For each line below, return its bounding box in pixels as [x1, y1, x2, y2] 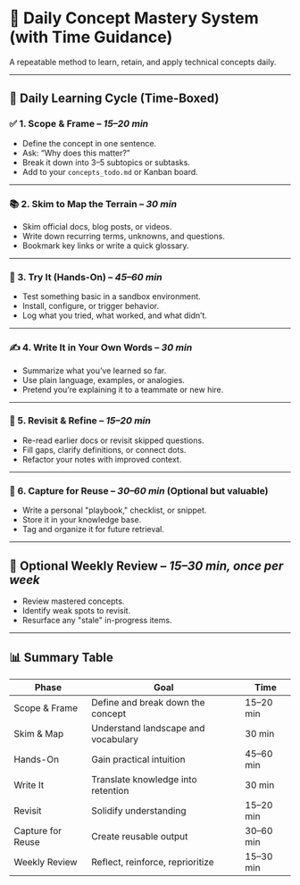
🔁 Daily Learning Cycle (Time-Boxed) [9, 91, 220, 106]
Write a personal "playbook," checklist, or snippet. [21, 505, 207, 516]
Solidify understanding [91, 804, 187, 816]
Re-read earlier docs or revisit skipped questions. [21, 435, 204, 446]
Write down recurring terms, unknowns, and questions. [21, 230, 225, 241]
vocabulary [91, 732, 138, 745]
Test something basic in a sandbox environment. [21, 291, 201, 302]
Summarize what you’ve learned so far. [21, 365, 167, 376]
